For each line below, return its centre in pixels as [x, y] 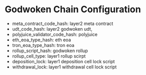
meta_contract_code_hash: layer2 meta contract [63, 23]
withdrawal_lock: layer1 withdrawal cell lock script [64, 67]
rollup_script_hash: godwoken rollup [50, 51]
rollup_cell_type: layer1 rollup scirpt [49, 56]
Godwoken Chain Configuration [73, 9]
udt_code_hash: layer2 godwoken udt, [52, 29]
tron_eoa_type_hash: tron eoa [43, 45]
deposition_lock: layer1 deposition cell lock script [63, 61]
